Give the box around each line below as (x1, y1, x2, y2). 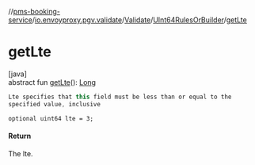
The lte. (8, 148, 33, 158)
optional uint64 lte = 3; (8, 114, 93, 122)
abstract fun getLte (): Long (8, 77, 97, 86)
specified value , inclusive (8, 100, 101, 108)
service (8, 15, 33, 25)
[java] (8, 69, 28, 79)
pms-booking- (13, 7, 61, 16)
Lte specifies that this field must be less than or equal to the (8, 93, 232, 101)
